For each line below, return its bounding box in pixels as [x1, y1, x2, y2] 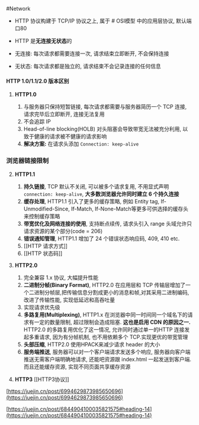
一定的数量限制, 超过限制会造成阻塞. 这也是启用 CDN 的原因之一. [34, 318, 191, 326]
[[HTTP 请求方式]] [23, 242, 68, 249]
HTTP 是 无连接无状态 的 [14, 37, 72, 44]
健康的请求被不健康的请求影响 [34, 133, 107, 140]
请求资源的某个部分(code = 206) [23, 227, 103, 234]
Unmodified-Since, [23, 205, 70, 212]
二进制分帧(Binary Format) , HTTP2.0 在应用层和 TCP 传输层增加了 [23, 281, 185, 288]
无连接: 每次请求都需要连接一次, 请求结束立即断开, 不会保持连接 [14, 50, 169, 57]
